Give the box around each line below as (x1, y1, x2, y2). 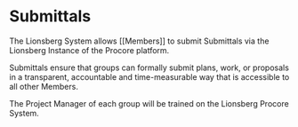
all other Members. (9, 81, 78, 91)
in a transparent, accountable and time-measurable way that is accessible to (9, 71, 290, 82)
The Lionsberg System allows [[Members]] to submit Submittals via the (9, 36, 270, 46)
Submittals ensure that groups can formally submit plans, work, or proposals (9, 62, 289, 73)
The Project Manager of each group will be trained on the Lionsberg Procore (9, 98, 289, 108)
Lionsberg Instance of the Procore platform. (9, 44, 170, 55)
